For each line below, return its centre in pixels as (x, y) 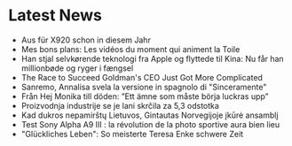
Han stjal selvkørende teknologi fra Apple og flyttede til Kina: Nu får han (153, 58)
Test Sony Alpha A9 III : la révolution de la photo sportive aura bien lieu (150, 124)
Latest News (55, 15)
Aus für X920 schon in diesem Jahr (86, 40)
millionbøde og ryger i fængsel (77, 68)
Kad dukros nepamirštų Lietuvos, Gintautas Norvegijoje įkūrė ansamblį (150, 115)
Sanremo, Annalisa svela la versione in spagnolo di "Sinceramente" (144, 87)
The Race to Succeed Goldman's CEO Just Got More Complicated (142, 77)
